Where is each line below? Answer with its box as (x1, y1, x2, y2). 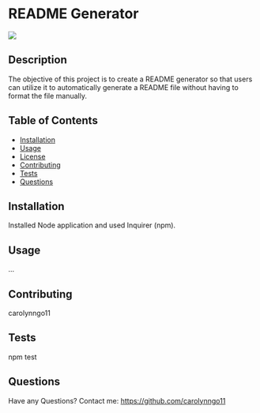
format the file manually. (8, 91, 87, 100)
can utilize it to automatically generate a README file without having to (8, 82, 239, 92)
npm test (8, 352, 37, 362)
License (19, 152, 46, 161)
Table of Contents (8, 114, 99, 127)
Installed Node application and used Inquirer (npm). (8, 220, 176, 230)
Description (8, 53, 67, 67)
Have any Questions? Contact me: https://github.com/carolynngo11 (8, 396, 226, 405)
